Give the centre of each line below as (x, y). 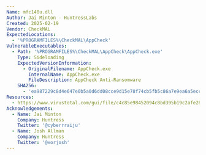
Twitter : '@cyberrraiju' (49, 126)
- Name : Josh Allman (38, 131)
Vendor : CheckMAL (29, 29)
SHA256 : (27, 86)
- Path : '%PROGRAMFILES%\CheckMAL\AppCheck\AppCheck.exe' (88, 52)
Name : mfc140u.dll (30, 12)
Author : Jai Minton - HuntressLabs (52, 18)
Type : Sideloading (41, 57)
